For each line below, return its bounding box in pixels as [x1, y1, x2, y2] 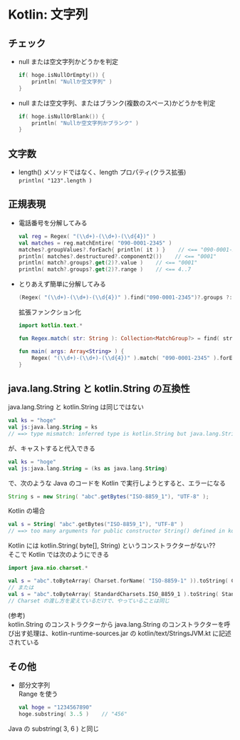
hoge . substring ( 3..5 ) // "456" [18, 711, 127, 718]
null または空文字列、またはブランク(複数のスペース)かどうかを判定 [18, 98, 216, 107]
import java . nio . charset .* [8, 565, 88, 572]
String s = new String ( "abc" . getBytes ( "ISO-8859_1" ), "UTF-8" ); [8, 493, 209, 500]
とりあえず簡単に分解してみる [18, 279, 106, 289]
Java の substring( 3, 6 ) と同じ [8, 724, 100, 733]
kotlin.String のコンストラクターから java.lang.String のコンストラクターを [8, 620, 224, 628]
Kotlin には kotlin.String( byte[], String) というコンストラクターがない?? [8, 541, 216, 550]
